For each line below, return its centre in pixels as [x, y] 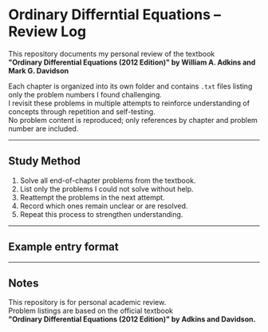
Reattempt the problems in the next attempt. [92, 197]
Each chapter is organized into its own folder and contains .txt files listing [130, 86]
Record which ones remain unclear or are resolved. [104, 206]
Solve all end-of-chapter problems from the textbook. [108, 180]
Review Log [47, 32]
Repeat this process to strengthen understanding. [101, 214]
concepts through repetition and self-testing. [82, 111]
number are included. [43, 128]
